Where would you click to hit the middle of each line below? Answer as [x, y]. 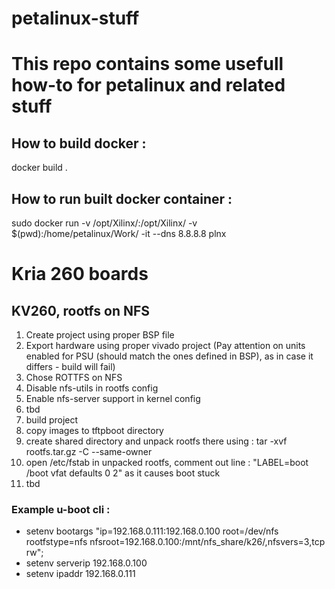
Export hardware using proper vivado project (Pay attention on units [165, 345]
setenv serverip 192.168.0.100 [86, 563]
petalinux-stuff [75, 18]
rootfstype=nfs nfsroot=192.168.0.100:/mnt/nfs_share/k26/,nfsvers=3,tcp [175, 542]
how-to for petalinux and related [148, 85]
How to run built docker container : [122, 198]
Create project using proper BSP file [100, 335]
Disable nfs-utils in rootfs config [92, 388]
